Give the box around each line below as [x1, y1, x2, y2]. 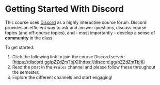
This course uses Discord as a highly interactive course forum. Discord [5, 19, 147, 25]
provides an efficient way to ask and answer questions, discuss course [5, 24, 147, 30]
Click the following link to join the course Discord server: [12, 53, 125, 59]
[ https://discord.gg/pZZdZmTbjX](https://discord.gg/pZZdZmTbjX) [12, 59, 145, 65]
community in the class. [5, 35, 54, 41]
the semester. [12, 69, 40, 75]
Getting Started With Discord [5, 3, 124, 15]
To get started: [5, 44, 35, 50]
